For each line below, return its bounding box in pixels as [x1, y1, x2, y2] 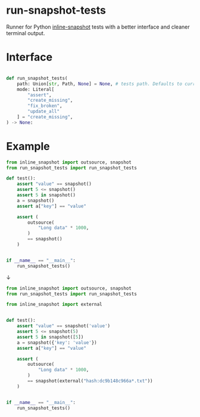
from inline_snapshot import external [6, 302, 102, 308]
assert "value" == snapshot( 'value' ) [17, 323, 111, 329]
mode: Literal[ [17, 86, 55, 92]
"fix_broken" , [27, 103, 62, 109]
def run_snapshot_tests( [6, 75, 68, 81]
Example [6, 139, 50, 153]
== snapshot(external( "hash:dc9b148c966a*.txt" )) [27, 378, 153, 384]
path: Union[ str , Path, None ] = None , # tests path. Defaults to [17, 81, 183, 87]
